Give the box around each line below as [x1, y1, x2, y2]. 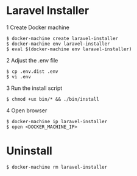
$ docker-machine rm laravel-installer [6, 164, 108, 170]
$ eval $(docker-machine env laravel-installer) [6, 46, 132, 52]
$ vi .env [6, 73, 32, 80]
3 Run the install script [6, 84, 63, 92]
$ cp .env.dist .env [6, 68, 59, 75]
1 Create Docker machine [6, 24, 70, 31]
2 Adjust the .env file [6, 56, 58, 64]
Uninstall [6, 144, 53, 158]
